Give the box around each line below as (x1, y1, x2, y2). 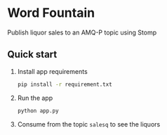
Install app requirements (17, 67, 88, 75)
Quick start (7, 49, 58, 60)
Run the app (17, 94, 53, 102)
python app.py (17, 107, 59, 114)
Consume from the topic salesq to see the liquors (17, 120, 161, 128)
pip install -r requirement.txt (17, 81, 112, 88)
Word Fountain (7, 5, 95, 21)
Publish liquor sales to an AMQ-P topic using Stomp (7, 28, 156, 37)
